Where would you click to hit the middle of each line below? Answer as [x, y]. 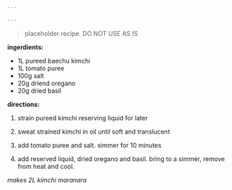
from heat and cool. [46, 166]
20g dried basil [39, 90]
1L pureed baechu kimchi [54, 61]
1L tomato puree [41, 68]
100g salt [31, 75]
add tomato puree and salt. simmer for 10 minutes [89, 145]
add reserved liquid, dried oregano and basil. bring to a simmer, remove [121, 158]
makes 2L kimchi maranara [47, 179]
